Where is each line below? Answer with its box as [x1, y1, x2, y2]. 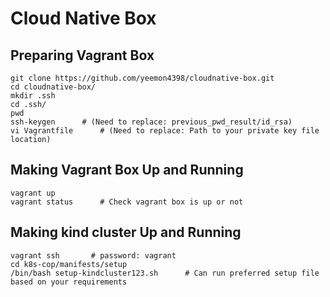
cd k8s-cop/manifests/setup [10, 259, 128, 269]
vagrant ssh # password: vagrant [10, 250, 177, 261]
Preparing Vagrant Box [10, 47, 155, 64]
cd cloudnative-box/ [10, 82, 97, 92]
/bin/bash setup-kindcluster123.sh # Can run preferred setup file [10, 268, 320, 278]
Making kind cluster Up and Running [10, 224, 242, 241]
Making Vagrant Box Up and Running [10, 162, 244, 179]
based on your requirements [10, 277, 128, 287]
